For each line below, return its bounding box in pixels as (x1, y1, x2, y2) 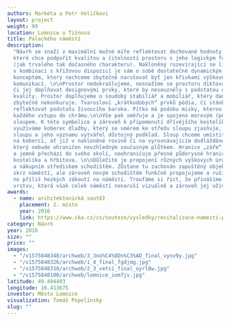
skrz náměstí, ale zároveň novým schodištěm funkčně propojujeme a (13, 169, 210, 176)
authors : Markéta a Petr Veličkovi (7, 10, 109, 17)
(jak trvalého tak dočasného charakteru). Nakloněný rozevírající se (13, 61, 216, 68)
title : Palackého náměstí (7, 36, 81, 43)
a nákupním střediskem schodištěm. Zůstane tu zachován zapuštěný (13, 163, 207, 170)
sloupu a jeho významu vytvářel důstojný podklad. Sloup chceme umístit (13, 131, 225, 138)
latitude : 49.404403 (7, 278, 66, 285)
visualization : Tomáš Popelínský (7, 297, 103, 304)
